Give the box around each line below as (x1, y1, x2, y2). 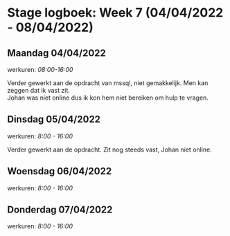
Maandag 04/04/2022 (7, 47, 106, 59)
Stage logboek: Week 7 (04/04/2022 (7, 5, 224, 21)
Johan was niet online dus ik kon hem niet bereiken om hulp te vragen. (7, 93, 209, 102)
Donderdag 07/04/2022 (7, 204, 113, 216)
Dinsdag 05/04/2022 (7, 114, 101, 125)
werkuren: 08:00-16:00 (7, 66, 73, 73)
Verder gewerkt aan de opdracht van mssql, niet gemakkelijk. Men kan (7, 79, 209, 87)
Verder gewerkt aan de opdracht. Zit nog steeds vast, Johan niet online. (7, 145, 213, 154)
